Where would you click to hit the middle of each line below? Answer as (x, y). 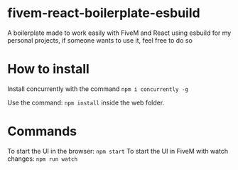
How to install (49, 69)
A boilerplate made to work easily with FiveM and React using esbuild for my (119, 33)
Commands (42, 131)
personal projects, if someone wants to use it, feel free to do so (100, 40)
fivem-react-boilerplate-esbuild (104, 13)
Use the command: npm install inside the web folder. (86, 102)
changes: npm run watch (43, 159)
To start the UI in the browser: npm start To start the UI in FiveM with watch (118, 151)
